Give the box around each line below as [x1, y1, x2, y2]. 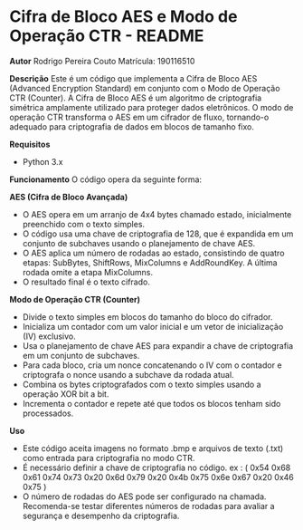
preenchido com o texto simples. [22, 218, 146, 229]
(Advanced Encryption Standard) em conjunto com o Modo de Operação [9, 82, 280, 93]
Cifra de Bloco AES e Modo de [9, 6, 238, 27]
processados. [22, 408, 74, 419]
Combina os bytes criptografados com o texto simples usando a [22, 379, 261, 390]
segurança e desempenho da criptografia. [22, 510, 180, 521]
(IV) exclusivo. [22, 331, 77, 342]
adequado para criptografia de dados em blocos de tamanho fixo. [9, 120, 255, 132]
